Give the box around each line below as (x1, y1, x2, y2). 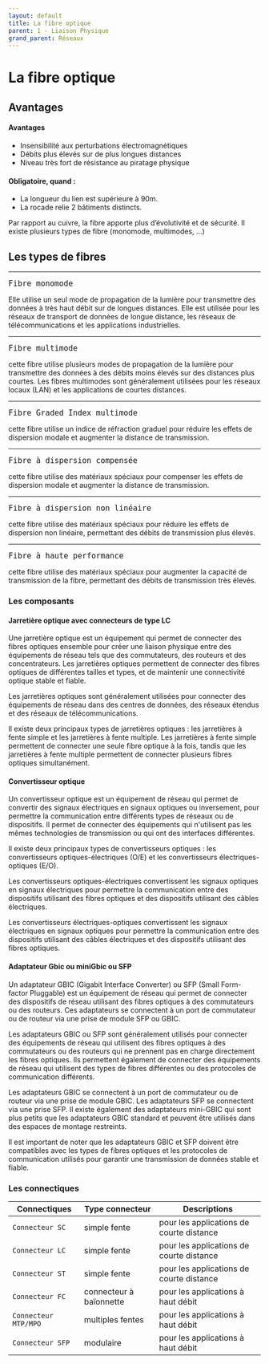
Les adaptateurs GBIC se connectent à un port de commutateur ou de (8, 1087, 239, 1097)
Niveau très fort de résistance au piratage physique (19, 158, 190, 168)
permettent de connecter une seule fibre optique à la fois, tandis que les (8, 741, 247, 751)
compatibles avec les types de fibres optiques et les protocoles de (8, 1145, 228, 1155)
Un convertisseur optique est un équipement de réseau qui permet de (8, 794, 239, 804)
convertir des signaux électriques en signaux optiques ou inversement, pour (8, 803, 260, 813)
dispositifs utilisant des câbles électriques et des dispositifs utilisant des (8, 935, 247, 944)
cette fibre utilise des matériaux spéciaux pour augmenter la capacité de (8, 567, 247, 577)
